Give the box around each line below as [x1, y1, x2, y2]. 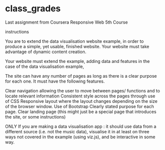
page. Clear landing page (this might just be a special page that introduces [5, 109, 157, 115]
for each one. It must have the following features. [5, 78, 105, 84]
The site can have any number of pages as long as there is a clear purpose [5, 73, 157, 79]
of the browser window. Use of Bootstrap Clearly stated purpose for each [5, 103, 154, 109]
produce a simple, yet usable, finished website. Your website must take [5, 43, 149, 49]
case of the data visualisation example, [5, 63, 85, 69]
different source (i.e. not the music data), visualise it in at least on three [5, 128, 150, 134]
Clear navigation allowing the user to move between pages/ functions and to [5, 88, 160, 93]
